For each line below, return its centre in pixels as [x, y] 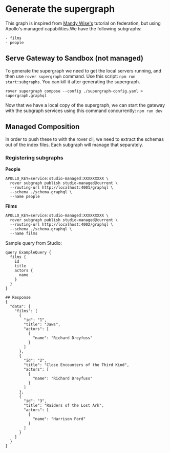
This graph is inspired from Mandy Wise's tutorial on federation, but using [83, 23]
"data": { [20, 306]
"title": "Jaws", [42, 324]
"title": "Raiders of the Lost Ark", [64, 405]
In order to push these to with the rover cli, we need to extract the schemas [84, 139]
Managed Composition [42, 127]
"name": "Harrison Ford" [59, 419]
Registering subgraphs [34, 158]
